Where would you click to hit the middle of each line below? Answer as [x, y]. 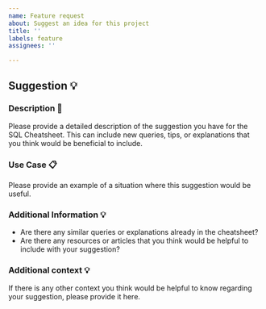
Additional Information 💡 [57, 215]
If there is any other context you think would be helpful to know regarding [130, 288]
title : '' [25, 31]
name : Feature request [46, 16]
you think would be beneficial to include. [75, 143]
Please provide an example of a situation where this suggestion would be [130, 186]
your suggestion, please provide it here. [75, 296]
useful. [20, 194]
